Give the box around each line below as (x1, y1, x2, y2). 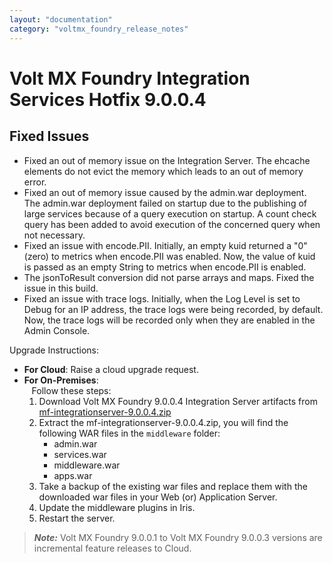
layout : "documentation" (9, 14, 113, 25)
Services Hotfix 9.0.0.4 (9, 88, 207, 111)
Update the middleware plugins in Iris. (38, 501, 196, 513)
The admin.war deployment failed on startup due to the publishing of (23, 197, 307, 209)
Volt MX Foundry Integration (9, 67, 251, 90)
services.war (53, 448, 107, 460)
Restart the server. (38, 512, 116, 524)
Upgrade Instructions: (9, 344, 99, 356)
